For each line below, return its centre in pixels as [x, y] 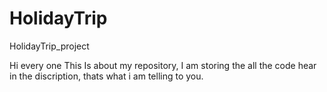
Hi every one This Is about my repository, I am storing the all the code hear [163, 65]
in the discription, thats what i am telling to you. [106, 76]
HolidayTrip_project [49, 46]
